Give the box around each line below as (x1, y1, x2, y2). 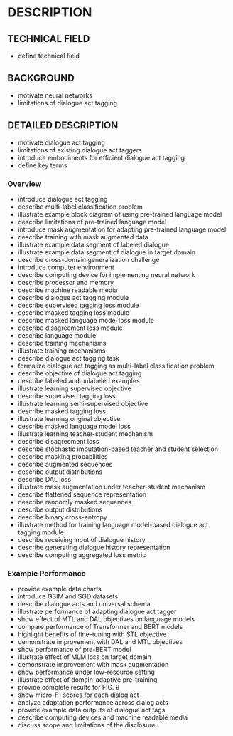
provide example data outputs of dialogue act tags (17, 706, 166, 715)
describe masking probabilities (17, 452, 108, 460)
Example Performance (7, 568, 87, 578)
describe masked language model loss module (17, 316, 155, 324)
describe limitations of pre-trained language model (17, 217, 167, 226)
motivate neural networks (17, 90, 93, 100)
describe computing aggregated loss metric (17, 550, 146, 559)
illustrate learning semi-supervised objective (17, 399, 148, 408)
